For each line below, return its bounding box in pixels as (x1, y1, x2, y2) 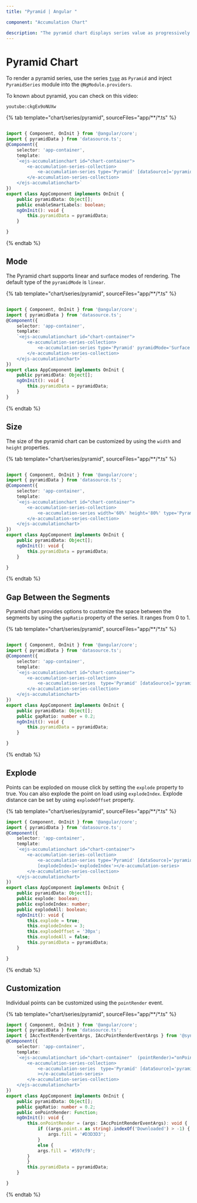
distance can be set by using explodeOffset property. (6, 796, 135, 803)
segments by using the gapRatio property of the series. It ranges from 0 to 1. (6, 614, 191, 622)
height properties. (6, 444, 50, 451)
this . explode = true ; (27, 917, 80, 924)
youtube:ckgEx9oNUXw (6, 104, 57, 110)
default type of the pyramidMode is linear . (6, 278, 106, 286)
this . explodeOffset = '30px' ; (27, 928, 101, 934)
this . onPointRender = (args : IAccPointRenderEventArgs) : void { (27, 1121, 188, 1126)
